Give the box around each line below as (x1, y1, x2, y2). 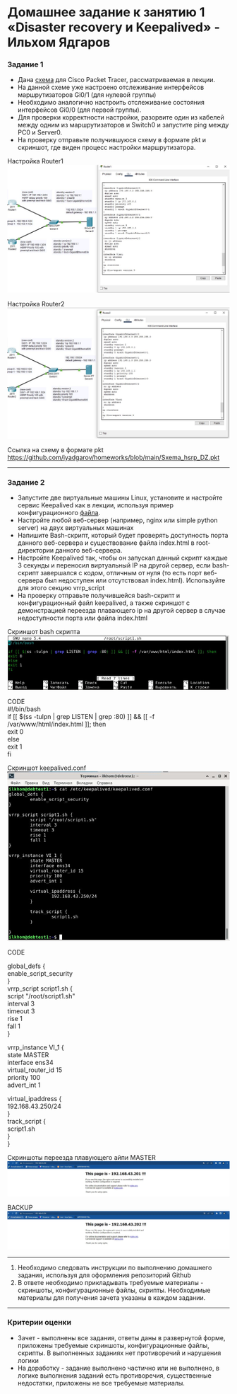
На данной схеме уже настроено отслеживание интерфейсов (17, 83, 205, 92)
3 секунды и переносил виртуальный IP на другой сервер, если (17, 561, 211, 570)
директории (17, 546, 54, 555)
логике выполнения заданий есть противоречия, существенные (17, 1371, 212, 1380)
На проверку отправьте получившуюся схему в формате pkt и (17, 136, 207, 144)
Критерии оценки (7, 1318, 72, 1327)
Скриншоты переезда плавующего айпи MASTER (7, 1153, 157, 1161)
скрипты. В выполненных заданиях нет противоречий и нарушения (17, 1349, 221, 1357)
